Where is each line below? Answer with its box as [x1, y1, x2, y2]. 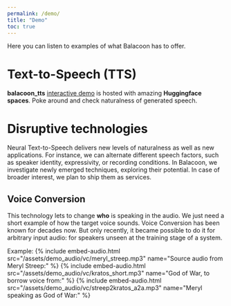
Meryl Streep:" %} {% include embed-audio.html [7, 262, 147, 270]
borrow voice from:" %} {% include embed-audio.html [7, 276, 162, 285]
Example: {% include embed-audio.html [7, 247, 121, 255]
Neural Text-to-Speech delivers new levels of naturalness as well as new [7, 143, 214, 152]
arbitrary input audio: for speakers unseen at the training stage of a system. [7, 233, 223, 242]
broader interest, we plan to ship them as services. [7, 173, 152, 181]
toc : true [7, 23, 36, 30]
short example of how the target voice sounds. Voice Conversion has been [7, 219, 220, 227]
